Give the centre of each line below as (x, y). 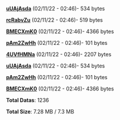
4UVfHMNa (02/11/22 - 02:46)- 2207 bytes (59, 54)
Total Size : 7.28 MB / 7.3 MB (40, 111)
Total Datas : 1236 (28, 100)
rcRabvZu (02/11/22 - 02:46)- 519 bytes (54, 20)
